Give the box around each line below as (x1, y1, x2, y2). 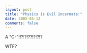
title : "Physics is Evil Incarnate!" (5, 12, 83, 17)
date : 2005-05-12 (5, 16, 41, 21)
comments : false (5, 20, 38, 26)
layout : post (5, 7, 32, 12)
